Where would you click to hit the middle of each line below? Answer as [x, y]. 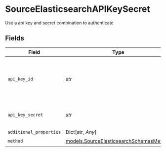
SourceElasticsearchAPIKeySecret [78, 9]
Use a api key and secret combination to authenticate [59, 23]
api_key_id [20, 79]
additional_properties [34, 132]
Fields [15, 38]
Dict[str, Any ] [81, 132]
